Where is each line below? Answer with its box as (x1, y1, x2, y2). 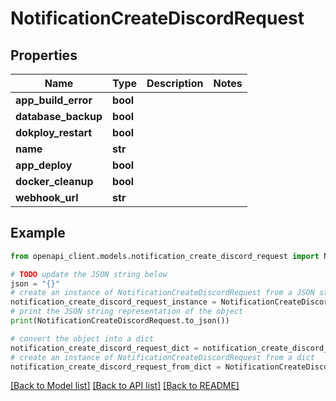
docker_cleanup (15, 175, 94, 188)
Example (10, 225, 66, 242)
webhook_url (15, 191, 79, 204)
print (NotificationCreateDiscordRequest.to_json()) (10, 316, 230, 326)
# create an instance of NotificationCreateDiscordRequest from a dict (10, 352, 315, 362)
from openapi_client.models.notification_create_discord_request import (10, 251, 320, 261)
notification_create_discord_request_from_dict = (10, 362, 222, 372)
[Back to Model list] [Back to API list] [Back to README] (10, 380, 240, 392)
